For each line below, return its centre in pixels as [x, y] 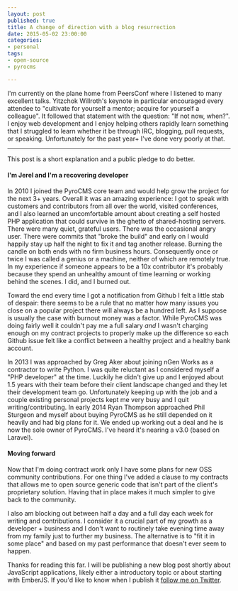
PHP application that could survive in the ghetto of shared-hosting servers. [117, 221]
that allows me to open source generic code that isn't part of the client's [113, 484]
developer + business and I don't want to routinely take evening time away [116, 528]
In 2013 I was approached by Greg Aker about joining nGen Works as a [110, 362]
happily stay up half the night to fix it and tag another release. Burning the [115, 244]
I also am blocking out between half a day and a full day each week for [110, 514]
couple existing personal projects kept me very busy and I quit [98, 399]
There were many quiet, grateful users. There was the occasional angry [112, 229]
